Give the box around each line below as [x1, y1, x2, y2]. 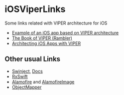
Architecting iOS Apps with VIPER [11, 40, 81, 46]
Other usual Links [4, 55, 61, 63]
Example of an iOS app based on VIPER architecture [11, 29, 119, 35]
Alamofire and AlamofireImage [11, 78, 75, 84]
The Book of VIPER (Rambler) [11, 35, 73, 41]
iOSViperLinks [4, 3, 66, 15]
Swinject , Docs [11, 68, 43, 74]
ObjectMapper [11, 84, 42, 90]
